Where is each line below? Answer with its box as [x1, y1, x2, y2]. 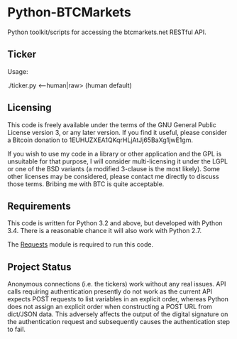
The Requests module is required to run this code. [7, 240, 154, 249]
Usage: [7, 67, 28, 75]
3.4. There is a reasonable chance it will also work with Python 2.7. [7, 227, 202, 235]
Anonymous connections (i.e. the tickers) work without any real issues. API [7, 280, 226, 289]
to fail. [7, 325, 26, 334]
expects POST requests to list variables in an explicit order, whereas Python [7, 295, 229, 303]
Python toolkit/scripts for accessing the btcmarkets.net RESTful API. [7, 28, 207, 36]
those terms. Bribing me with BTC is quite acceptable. [7, 179, 165, 188]
